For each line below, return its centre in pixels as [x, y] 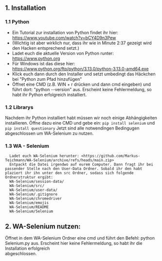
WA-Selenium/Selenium [31, 211]
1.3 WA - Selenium [27, 146]
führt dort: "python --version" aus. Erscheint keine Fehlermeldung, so [82, 89]
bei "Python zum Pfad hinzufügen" [47, 79]
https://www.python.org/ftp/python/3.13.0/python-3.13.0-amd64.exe [80, 69]
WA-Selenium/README [29, 207]
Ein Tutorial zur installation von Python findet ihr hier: [65, 32]
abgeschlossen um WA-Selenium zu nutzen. [49, 133]
